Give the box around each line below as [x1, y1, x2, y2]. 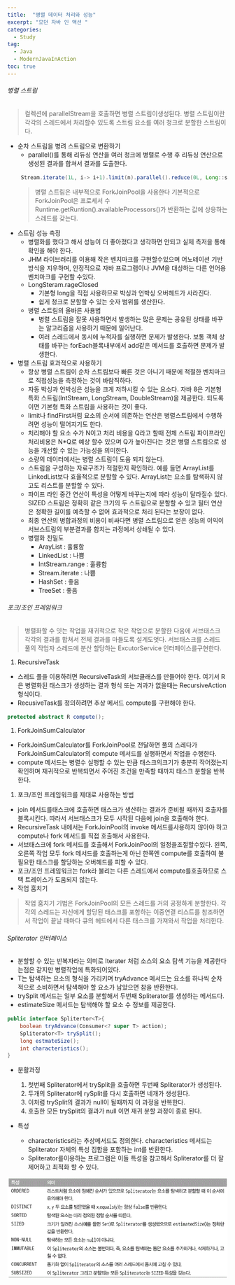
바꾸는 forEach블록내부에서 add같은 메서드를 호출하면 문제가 [51, 341, 218, 349]
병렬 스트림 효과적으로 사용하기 [17, 358, 102, 367]
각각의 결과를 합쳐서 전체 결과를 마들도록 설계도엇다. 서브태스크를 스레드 [24, 636, 221, 644]
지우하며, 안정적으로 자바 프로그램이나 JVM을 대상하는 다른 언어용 [46, 263, 226, 272]
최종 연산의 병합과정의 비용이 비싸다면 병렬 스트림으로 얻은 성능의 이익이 [27, 516, 225, 524]
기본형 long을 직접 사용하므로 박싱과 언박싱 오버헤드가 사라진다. [38, 288, 212, 297]
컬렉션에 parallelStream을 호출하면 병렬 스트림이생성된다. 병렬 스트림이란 [24, 109, 225, 118]
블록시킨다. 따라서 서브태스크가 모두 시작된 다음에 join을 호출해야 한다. [17, 814, 209, 822]
